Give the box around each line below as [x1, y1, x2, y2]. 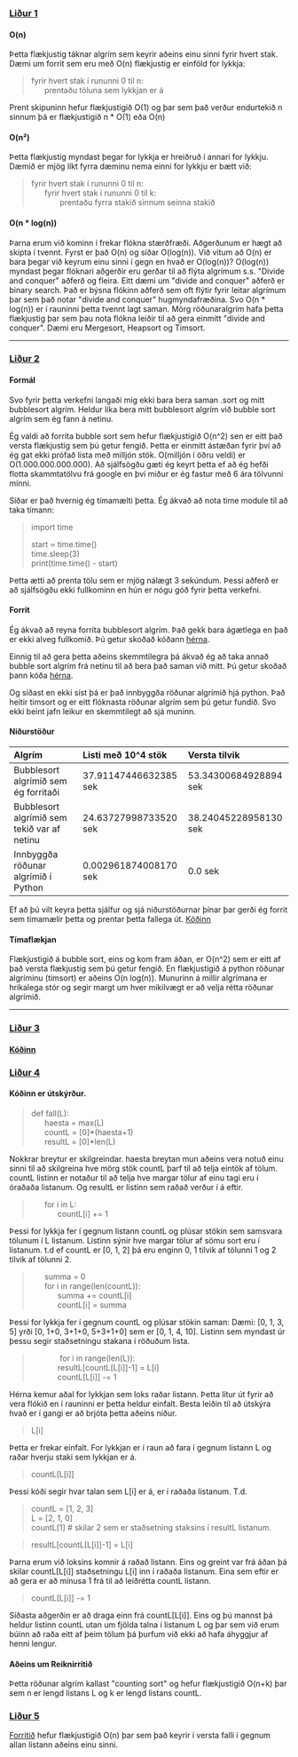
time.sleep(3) [30, 548, 80, 559]
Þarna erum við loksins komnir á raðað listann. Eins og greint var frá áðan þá [9, 1556, 287, 1567]
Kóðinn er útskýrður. [9, 1088, 87, 1099]
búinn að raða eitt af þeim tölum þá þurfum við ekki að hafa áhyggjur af [9, 1628, 269, 1639]
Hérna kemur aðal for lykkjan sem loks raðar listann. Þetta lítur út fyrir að [9, 1388, 274, 1399]
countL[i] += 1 [57, 1208, 109, 1219]
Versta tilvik [187, 749, 240, 761]
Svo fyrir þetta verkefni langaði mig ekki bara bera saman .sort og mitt [9, 394, 265, 405]
